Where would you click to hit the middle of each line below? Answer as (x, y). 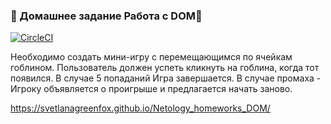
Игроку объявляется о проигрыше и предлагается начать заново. (151, 89)
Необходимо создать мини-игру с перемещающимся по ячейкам (151, 57)
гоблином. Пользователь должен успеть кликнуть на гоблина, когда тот (165, 68)
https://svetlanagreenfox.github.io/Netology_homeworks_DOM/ (140, 108)
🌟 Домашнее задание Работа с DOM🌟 (106, 16)
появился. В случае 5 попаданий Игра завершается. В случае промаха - (166, 78)
